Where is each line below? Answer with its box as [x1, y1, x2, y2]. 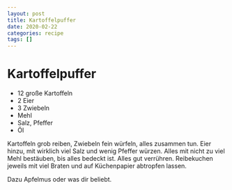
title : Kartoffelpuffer [7, 17, 77, 24]
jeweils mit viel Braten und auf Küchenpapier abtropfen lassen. [7, 161, 187, 171]
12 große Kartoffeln [17, 89, 73, 97]
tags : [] [7, 36, 33, 43]
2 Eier [17, 97, 35, 105]
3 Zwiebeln [17, 104, 50, 112]
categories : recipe [7, 29, 64, 37]
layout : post [7, 10, 45, 17]
